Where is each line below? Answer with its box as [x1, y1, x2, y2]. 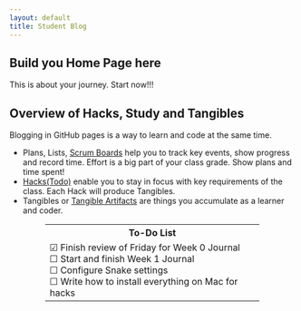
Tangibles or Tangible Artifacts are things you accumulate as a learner [22, 196, 285, 207]
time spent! [22, 167, 65, 178]
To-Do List [128, 227, 177, 239]
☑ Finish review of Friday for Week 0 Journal [49, 241, 240, 254]
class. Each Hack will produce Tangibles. [22, 186, 176, 197]
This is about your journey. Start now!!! [9, 79, 154, 91]
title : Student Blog [9, 22, 88, 31]
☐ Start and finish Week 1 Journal [49, 253, 195, 266]
